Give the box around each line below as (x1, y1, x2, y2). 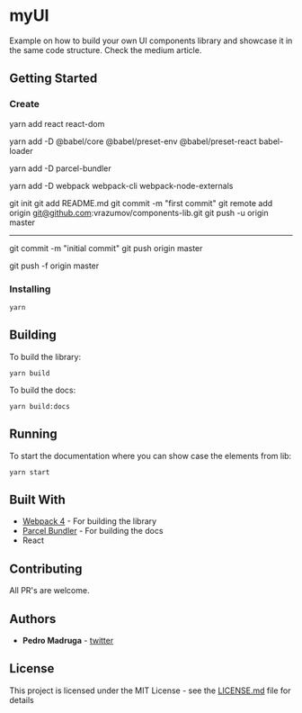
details (9, 694, 34, 705)
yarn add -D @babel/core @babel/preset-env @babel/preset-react (9, 136, 258, 147)
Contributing (9, 561, 83, 576)
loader (9, 145, 33, 156)
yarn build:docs (9, 402, 70, 411)
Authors (9, 611, 57, 627)
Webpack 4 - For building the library (22, 516, 157, 527)
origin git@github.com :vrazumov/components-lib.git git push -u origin (9, 207, 269, 218)
